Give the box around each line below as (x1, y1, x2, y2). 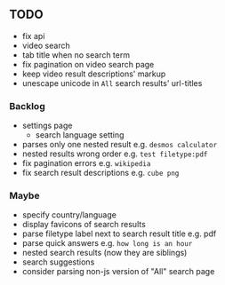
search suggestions (21, 257, 95, 267)
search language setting (35, 130, 125, 140)
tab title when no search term (21, 49, 131, 60)
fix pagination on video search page (21, 59, 155, 69)
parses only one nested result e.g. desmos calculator (21, 139, 218, 150)
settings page (21, 120, 73, 131)
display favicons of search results (21, 219, 147, 230)
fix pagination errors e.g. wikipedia (21, 158, 151, 169)
